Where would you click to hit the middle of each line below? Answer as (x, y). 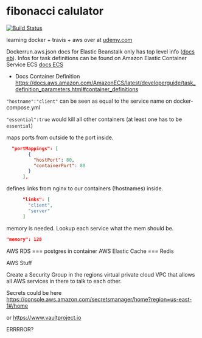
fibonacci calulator (55, 11)
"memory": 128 (24, 239)
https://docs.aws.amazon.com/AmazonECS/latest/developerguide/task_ (105, 83)
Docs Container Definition (47, 76)
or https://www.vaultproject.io (44, 317)
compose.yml (23, 107)
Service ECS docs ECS (35, 64)
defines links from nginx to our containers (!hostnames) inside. (85, 188)
